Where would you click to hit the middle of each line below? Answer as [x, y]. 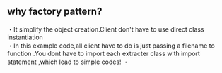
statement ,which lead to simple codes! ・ [68, 62]
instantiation [25, 37]
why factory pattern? [55, 12]
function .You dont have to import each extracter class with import [104, 53]
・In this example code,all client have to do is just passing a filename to [111, 46]
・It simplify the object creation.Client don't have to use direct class [106, 29]
